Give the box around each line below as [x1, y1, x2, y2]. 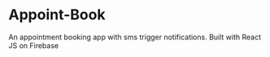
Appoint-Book [8, 6, 106, 24]
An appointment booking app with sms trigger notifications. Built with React [8, 32, 262, 42]
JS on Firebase [8, 40, 59, 50]
